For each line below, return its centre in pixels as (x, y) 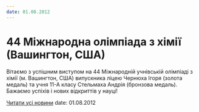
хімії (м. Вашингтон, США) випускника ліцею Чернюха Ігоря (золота (94, 78)
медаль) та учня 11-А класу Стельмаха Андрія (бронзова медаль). (92, 84)
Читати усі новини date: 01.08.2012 (51, 102)
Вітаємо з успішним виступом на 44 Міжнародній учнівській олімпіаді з (99, 71)
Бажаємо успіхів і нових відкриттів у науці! (62, 91)
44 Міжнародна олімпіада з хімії (94, 41)
